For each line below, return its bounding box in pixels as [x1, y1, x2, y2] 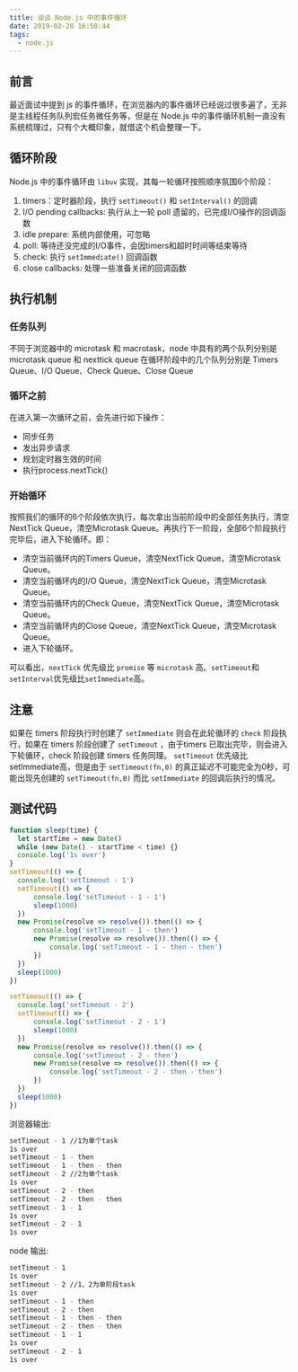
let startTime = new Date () [17, 834, 123, 843]
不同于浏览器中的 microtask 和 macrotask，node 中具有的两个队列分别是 [9, 342, 277, 353]
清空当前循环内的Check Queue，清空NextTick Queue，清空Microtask [22, 598, 280, 609]
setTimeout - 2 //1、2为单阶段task [9, 1279, 136, 1289]
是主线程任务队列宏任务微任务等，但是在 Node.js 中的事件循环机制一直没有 [9, 111, 286, 121]
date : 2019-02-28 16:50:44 [9, 22, 110, 31]
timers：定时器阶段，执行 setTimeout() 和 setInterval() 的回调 [22, 195, 258, 206]
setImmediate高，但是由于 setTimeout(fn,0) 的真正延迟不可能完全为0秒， [9, 761, 283, 772]
